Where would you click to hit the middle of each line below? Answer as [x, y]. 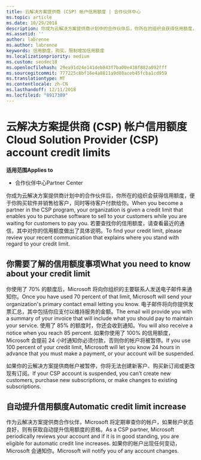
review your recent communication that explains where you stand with [93, 237]
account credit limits [58, 152]
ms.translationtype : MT [36, 78]
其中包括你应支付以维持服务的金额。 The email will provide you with [109, 311]
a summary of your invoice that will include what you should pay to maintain [100, 318]
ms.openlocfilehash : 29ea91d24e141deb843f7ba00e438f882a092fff [87, 67]
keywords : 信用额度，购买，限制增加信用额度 [55, 51]
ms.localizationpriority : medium [48, 56]
